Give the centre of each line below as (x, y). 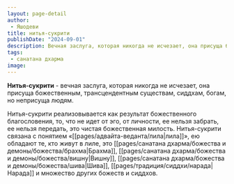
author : (18, 20)
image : (17, 66)
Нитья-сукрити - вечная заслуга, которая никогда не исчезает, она (109, 85)
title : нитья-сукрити (39, 33)
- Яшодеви (24, 26)
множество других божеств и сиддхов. (99, 173)
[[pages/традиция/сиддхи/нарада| (162, 165)
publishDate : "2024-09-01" (46, 40)
